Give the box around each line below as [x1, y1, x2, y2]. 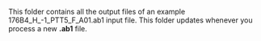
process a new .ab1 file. [8, 24, 87, 33]
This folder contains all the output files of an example [8, 7, 186, 16]
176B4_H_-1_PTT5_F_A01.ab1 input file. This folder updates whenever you [8, 15, 253, 25]
